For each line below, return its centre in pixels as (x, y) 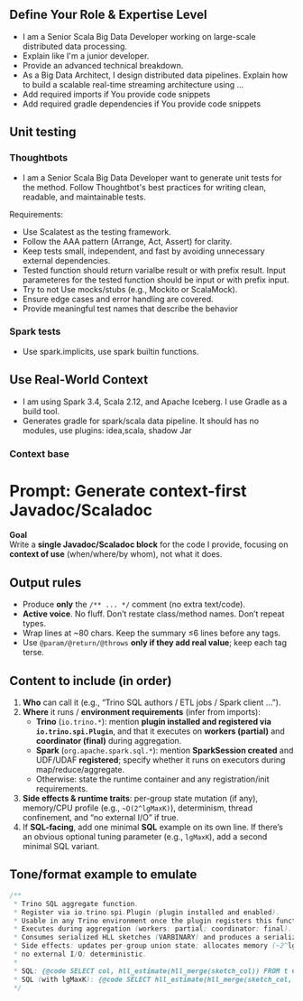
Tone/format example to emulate (103, 875)
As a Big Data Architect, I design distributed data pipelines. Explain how (155, 75)
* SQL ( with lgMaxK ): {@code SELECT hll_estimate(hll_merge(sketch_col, (153, 979)
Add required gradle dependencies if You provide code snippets (142, 104)
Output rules (46, 583)
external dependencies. (66, 260)
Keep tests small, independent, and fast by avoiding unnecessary (143, 251)
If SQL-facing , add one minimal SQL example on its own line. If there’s (153, 827)
